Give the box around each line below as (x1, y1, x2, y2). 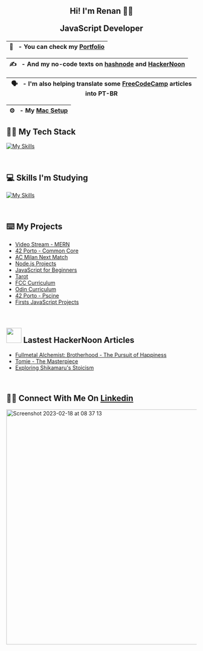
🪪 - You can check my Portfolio (9, 43, 105, 51)
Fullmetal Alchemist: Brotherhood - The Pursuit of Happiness (14, 351, 167, 358)
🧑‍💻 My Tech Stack (6, 126, 76, 136)
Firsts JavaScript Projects (14, 298, 79, 306)
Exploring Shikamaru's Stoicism (14, 364, 94, 371)
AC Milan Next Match (14, 253, 68, 260)
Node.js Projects (14, 260, 56, 267)
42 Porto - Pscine (14, 292, 59, 299)
